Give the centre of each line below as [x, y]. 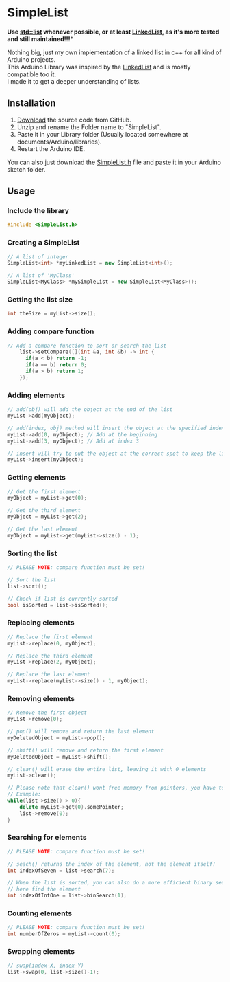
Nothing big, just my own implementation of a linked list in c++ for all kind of [114, 52]
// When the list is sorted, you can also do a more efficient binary [110, 883]
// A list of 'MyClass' [41, 276]
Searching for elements [47, 838]
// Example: [24, 794]
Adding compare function [51, 331]
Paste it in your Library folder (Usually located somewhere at [102, 134]
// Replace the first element [50, 637]
